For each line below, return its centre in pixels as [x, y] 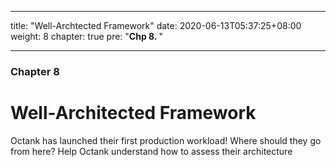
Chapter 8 [35, 71]
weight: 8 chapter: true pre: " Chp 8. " [86, 36]
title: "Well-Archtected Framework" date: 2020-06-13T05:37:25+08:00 [156, 25]
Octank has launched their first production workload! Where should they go [166, 140]
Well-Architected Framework [133, 113]
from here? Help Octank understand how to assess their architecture [151, 151]
